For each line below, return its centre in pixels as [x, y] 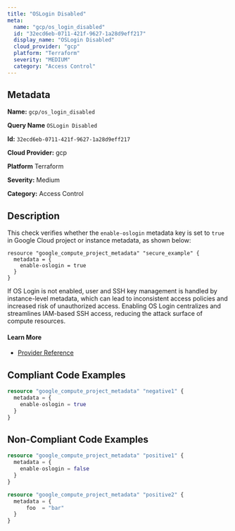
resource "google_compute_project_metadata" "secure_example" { [103, 254]
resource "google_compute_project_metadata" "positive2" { [96, 494]
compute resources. [36, 321]
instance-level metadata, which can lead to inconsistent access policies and [118, 299]
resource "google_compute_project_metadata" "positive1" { [96, 456]
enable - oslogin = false [55, 469]
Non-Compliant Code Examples [78, 440]
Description [33, 216]
